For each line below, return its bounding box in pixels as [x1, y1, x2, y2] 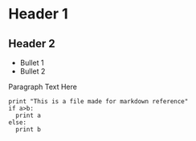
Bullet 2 [19, 66, 46, 76]
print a [15, 111, 42, 119]
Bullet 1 [19, 58, 44, 67]
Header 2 [8, 37, 56, 50]
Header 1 [8, 5, 68, 23]
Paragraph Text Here [8, 82, 78, 91]
